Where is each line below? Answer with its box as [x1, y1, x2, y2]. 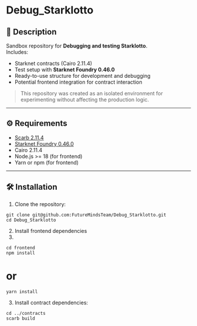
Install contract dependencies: [14, 299, 89, 306]
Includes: [6, 49, 28, 56]
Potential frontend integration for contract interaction [14, 78, 142, 85]
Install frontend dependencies [14, 227, 87, 234]
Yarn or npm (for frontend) [14, 159, 79, 166]
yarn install [6, 289, 38, 294]
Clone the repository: [14, 200, 66, 208]
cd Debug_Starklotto [6, 217, 57, 223]
